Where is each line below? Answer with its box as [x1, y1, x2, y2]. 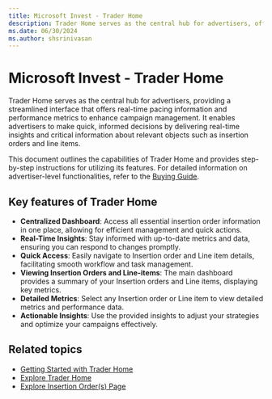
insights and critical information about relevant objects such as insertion [8, 130, 249, 140]
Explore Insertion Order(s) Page [19, 381, 126, 391]
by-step [8, 163, 35, 173]
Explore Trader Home [19, 372, 91, 382]
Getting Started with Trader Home [19, 364, 134, 374]
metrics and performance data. [19, 302, 124, 312]
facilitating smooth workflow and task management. [19, 259, 193, 269]
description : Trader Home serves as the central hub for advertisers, [8, 19, 252, 27]
